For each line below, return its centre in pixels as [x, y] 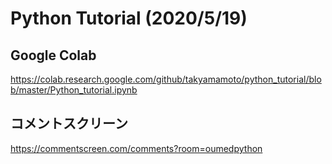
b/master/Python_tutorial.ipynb [74, 90]
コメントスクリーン [69, 123]
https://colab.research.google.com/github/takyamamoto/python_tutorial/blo [166, 79]
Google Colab [53, 55]
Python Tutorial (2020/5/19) [129, 18]
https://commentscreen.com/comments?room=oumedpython [136, 148]
